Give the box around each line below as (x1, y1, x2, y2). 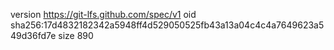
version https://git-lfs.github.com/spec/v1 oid (10, 9, 197, 20)
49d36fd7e (10, 30, 57, 41)
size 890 (58, 30, 94, 41)
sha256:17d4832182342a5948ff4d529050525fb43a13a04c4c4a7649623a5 (10, 19, 325, 31)
